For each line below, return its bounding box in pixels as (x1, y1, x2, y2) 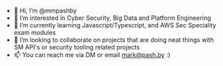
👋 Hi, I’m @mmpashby (13, 7, 78, 14)
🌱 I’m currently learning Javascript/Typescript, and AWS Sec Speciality (13, 21, 217, 29)
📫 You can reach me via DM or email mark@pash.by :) (13, 51, 171, 58)
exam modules (13, 28, 56, 36)
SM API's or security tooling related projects (13, 43, 140, 51)
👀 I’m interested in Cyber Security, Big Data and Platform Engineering (13, 14, 211, 22)
